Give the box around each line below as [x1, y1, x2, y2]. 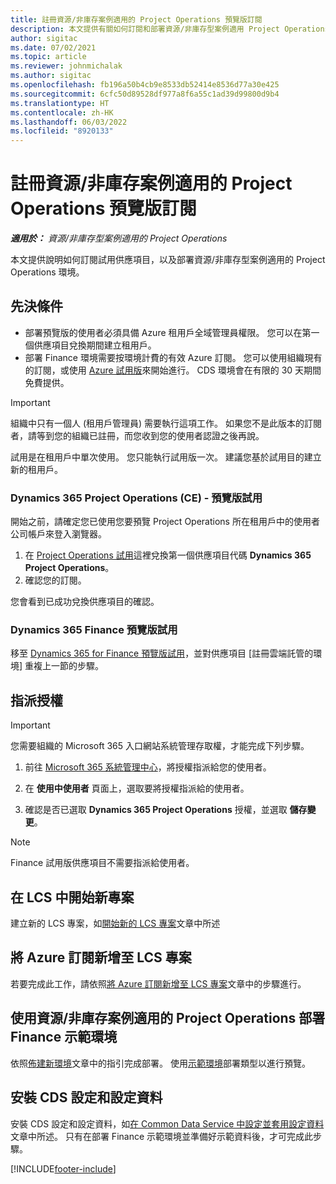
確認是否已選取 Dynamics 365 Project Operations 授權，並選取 [24, 804, 288, 816]
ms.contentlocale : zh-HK [10, 107, 114, 118]
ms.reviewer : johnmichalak [10, 61, 123, 71]
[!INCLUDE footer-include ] [10, 1162, 117, 1175]
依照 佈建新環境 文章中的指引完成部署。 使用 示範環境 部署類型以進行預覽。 [10, 1057, 311, 1069]
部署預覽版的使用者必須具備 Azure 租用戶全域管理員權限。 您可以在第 [24, 326, 312, 338]
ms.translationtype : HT [10, 98, 110, 108]
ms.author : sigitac [10, 71, 92, 81]
